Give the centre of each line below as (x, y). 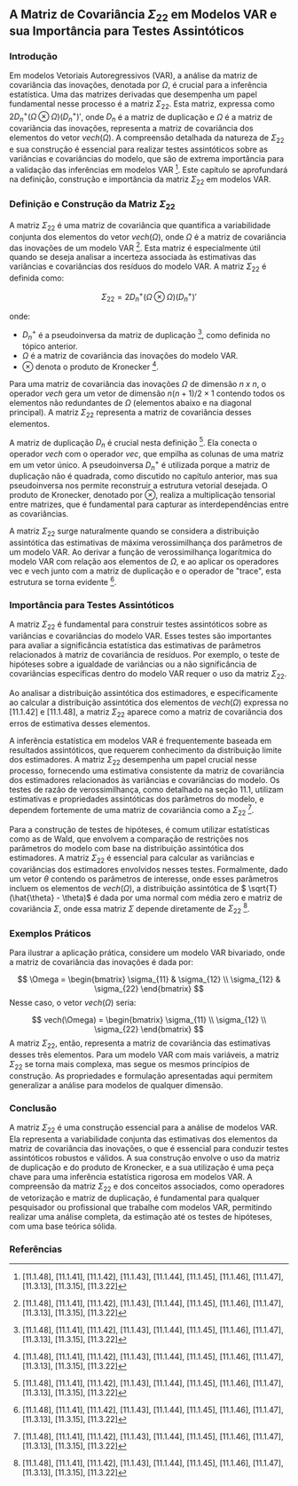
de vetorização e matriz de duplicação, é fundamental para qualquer (134, 1197)
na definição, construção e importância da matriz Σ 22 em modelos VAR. (140, 180)
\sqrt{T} (263, 888)
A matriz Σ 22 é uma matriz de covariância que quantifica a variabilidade (140, 226)
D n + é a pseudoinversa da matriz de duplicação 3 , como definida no (146, 335)
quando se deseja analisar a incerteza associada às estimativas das (133, 257)
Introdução (33, 56)
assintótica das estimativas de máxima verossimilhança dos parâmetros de (146, 543)
